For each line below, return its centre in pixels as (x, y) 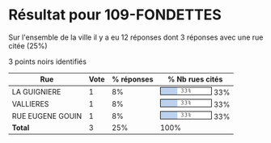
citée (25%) (28, 45)
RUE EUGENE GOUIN (47, 116)
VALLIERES (30, 103)
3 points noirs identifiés (48, 61)
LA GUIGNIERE (36, 91)
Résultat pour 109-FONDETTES (115, 15)
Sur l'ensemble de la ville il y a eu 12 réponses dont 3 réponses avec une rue (136, 37)
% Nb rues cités (195, 79)
